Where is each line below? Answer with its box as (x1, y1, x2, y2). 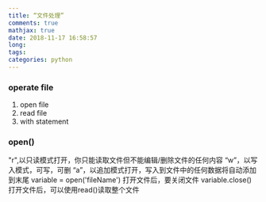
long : (8, 41, 26, 49)
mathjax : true (8, 26, 56, 34)
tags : (8, 48, 26, 56)
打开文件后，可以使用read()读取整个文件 (8, 185, 140, 195)
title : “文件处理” (8, 11, 65, 20)
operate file (8, 82, 54, 93)
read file (19, 109, 48, 118)
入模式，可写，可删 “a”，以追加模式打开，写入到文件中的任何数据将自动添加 (8, 166, 256, 175)
